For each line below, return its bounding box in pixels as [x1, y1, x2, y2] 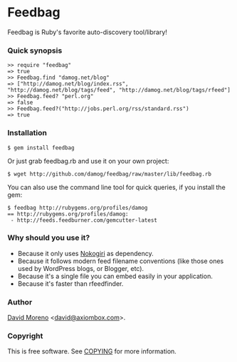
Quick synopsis [7, 46, 63, 55]
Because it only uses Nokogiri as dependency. [17, 249, 154, 257]
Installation [7, 128, 48, 138]
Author [7, 297, 33, 307]
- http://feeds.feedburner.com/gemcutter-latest [10, 216, 158, 224]
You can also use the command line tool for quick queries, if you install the [7, 183, 226, 191]
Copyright [7, 331, 43, 341]
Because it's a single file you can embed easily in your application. [17, 272, 214, 280]
